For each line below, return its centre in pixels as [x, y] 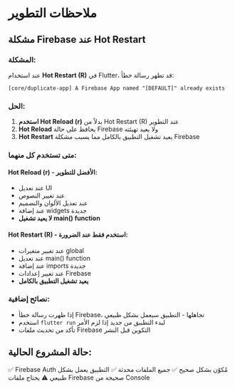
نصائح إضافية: [29, 299]
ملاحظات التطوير [52, 13]
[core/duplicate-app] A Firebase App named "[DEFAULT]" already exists [116, 88]
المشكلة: [22, 60]
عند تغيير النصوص [42, 196]
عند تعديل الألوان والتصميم [53, 203]
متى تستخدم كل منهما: [42, 155]
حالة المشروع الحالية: [50, 352]
